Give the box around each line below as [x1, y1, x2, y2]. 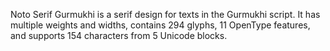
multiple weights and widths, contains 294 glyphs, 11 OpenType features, [10, 19, 311, 31]
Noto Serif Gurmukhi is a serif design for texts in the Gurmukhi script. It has [10, 9, 321, 20]
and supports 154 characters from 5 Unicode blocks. [10, 30, 228, 41]
